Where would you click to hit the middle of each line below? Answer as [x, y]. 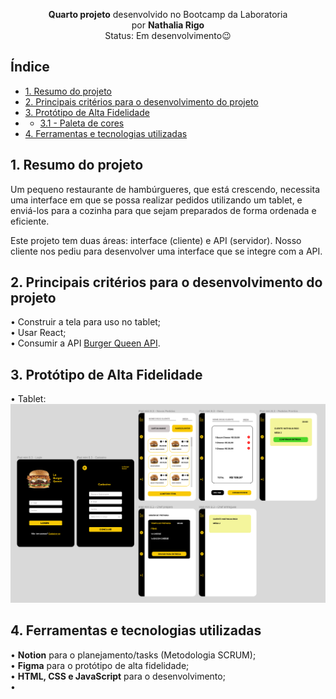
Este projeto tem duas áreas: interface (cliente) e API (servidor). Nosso [156, 240]
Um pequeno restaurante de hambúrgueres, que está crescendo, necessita [165, 189]
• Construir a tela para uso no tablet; [86, 322]
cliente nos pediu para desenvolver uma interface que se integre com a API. [166, 251]
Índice [30, 67]
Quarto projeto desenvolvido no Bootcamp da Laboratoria [168, 14]
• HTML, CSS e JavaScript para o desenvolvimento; [118, 676]
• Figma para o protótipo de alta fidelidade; [100, 665]
